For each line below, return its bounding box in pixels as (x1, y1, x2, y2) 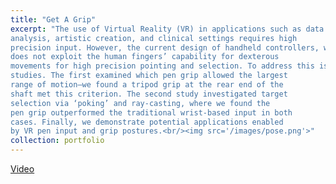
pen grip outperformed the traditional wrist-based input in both (10, 107, 293, 118)
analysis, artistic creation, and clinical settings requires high (10, 33, 298, 43)
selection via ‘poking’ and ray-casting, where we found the (10, 98, 271, 108)
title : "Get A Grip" (10, 14, 97, 25)
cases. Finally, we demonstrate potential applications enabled (10, 117, 284, 127)
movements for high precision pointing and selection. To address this (10, 61, 315, 71)
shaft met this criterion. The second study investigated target (10, 89, 288, 99)
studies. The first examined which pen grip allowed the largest (10, 71, 288, 81)
